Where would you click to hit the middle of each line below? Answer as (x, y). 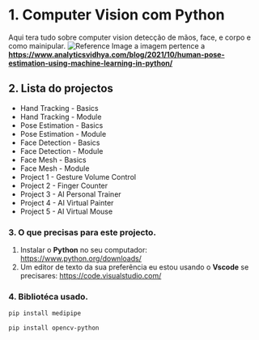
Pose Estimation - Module (63, 134)
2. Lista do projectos (61, 89)
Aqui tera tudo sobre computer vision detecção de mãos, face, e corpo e (129, 37)
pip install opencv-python (54, 328)
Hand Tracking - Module (61, 117)
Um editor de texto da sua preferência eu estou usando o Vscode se (134, 267)
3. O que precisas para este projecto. (82, 232)
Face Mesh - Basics (53, 159)
